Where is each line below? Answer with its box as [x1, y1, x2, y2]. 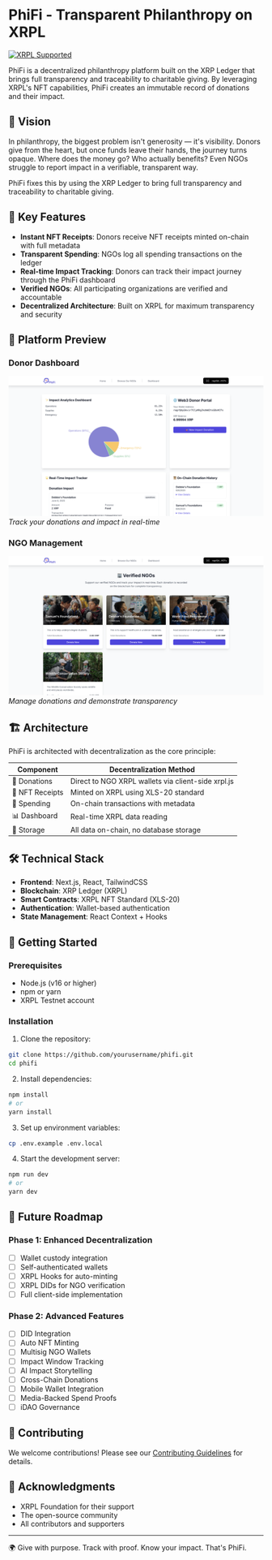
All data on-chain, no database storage [70, 825, 201, 834]
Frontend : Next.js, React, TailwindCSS [19, 877, 148, 887]
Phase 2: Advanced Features [8, 1310, 124, 1321]
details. [8, 1456, 33, 1466]
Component [17, 765, 58, 774]
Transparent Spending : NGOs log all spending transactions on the [19, 249, 243, 259]
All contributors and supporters [19, 1519, 125, 1528]
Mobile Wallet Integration [19, 1384, 104, 1394]
